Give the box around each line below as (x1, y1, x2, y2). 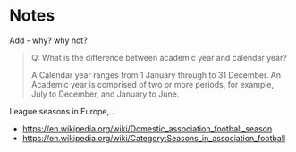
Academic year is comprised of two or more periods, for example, (30, 79, 275, 89)
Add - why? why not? (9, 35, 88, 46)
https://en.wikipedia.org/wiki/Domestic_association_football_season (21, 122, 273, 134)
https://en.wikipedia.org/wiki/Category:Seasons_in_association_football (21, 132, 286, 143)
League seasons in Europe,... (9, 106, 116, 116)
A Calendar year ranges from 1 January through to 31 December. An (30, 69, 282, 80)
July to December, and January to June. (30, 89, 180, 99)
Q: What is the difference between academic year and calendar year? (30, 52, 288, 63)
